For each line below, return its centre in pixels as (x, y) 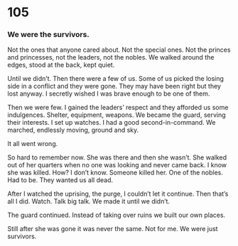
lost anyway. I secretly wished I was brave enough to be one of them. (109, 94)
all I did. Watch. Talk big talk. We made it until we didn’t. (89, 201)
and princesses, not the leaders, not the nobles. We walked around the (111, 57)
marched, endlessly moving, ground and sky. (73, 130)
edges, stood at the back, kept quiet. (61, 65)
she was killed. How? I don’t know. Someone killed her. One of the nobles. (115, 173)
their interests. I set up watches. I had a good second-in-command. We (112, 123)
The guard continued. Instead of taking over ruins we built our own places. (117, 215)
